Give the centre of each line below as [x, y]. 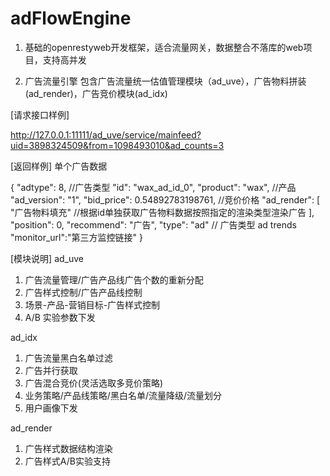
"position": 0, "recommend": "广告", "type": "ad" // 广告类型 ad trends [153, 224]
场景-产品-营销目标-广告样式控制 [92, 304]
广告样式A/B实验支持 [67, 461]
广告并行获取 [51, 370]
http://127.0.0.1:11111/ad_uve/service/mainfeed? [106, 134]
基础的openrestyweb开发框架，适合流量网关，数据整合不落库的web [164, 47]
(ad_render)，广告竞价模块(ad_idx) [96, 93]
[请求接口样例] [40, 114]
